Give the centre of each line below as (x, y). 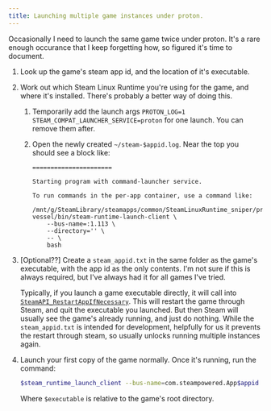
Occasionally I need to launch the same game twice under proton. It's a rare (134, 39)
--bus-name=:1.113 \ (81, 224)
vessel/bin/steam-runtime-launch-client (101, 217)
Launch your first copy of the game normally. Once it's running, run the (138, 359)
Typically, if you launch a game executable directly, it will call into (128, 293)
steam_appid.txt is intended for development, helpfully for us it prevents (140, 326)
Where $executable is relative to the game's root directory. (117, 398)
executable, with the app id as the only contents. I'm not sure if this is (135, 268)
